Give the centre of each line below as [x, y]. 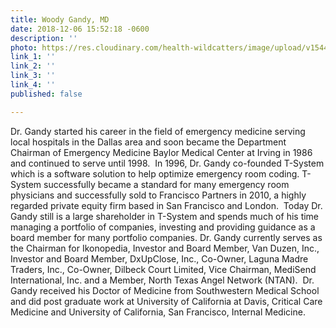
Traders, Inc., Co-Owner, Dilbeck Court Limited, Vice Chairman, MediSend [163, 269]
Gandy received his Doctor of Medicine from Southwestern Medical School [165, 290]
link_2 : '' [33, 66]
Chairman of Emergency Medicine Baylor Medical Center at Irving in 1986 [161, 152]
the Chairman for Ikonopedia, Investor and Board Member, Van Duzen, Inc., [165, 248]
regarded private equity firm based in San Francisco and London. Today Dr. [166, 205]
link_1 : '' [33, 57]
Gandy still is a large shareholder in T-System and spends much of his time [165, 216]
